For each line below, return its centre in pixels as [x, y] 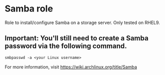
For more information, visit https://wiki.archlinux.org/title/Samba [71, 67]
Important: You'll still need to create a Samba [77, 38]
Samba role [29, 9]
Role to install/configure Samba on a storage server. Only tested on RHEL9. [82, 22]
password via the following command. [66, 46]
